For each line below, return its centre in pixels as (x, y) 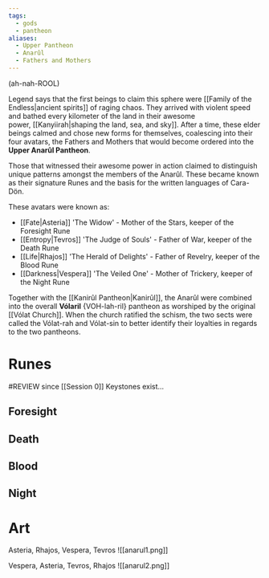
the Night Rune (45, 282)
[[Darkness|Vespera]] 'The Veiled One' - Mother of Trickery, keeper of (136, 273)
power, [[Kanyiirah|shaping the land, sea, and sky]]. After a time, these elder (134, 124)
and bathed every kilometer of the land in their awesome (102, 116)
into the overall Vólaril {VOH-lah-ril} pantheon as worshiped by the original (132, 306)
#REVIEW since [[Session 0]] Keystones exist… (86, 386)
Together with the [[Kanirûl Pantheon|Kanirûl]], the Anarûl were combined (130, 297)
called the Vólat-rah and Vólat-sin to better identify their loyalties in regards (133, 323)
